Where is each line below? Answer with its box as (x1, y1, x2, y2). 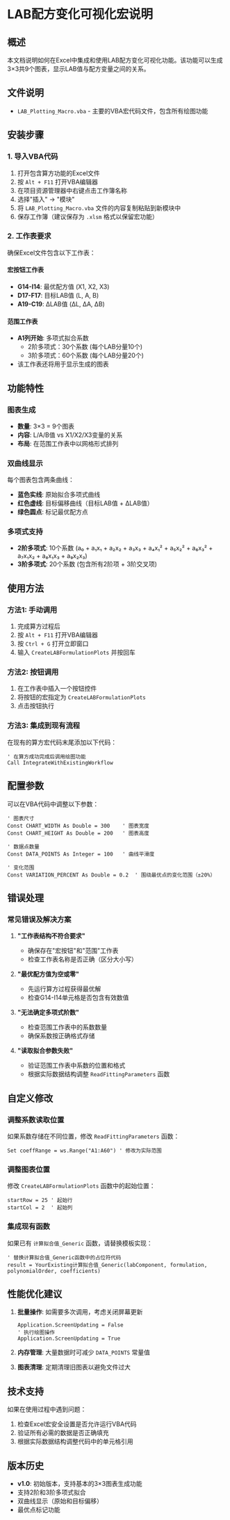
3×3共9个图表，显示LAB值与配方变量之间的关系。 (7, 65, 150, 73)
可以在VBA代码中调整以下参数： (7, 799, 99, 808)
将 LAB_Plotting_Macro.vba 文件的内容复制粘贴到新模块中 (17, 203, 181, 212)
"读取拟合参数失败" (17, 1046, 74, 1055)
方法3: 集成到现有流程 (7, 721, 81, 730)
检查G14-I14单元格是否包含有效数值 (27, 993, 129, 1002)
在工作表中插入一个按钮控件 (17, 685, 97, 693)
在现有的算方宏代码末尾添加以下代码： (7, 738, 117, 746)
